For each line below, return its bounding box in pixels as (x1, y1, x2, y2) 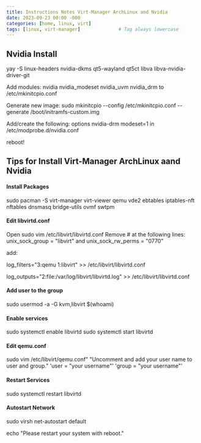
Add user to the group (6, 287, 63, 294)
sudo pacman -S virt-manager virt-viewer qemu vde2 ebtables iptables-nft (6, 197, 195, 204)
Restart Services (6, 376, 50, 384)
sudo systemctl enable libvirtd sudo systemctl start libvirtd (6, 328, 153, 336)
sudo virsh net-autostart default (6, 417, 87, 425)
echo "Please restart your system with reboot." (6, 430, 124, 437)
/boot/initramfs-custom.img (30, 108, 100, 116)
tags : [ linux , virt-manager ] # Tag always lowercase (6, 26, 179, 32)
